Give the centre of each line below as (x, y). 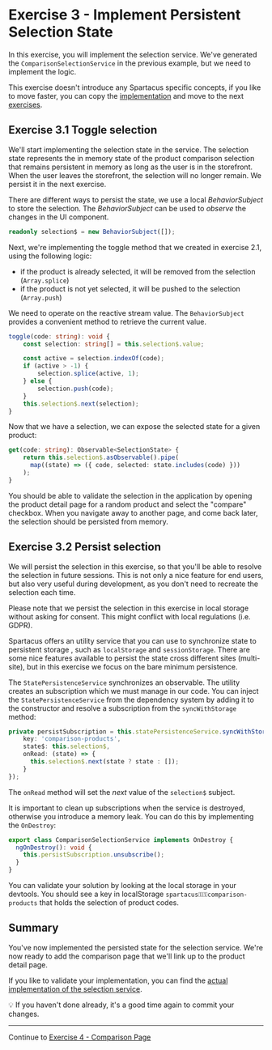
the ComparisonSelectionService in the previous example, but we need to (130, 63)
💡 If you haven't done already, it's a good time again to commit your (121, 1005)
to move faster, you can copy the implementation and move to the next (126, 96)
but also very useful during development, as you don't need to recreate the (134, 584)
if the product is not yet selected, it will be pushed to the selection (130, 288)
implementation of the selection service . (76, 988)
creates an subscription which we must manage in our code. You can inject (134, 691)
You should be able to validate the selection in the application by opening (130, 495)
